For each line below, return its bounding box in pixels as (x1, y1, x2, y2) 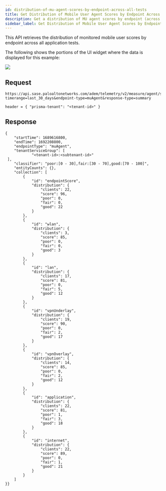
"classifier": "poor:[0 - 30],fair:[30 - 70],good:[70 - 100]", (14, 161, 149, 166)
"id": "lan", (31, 265, 58, 270)
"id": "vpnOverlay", (31, 352, 74, 357)
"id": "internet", (31, 438, 70, 443)
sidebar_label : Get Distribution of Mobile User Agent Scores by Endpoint (5, 21, 163, 26)
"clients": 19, (40, 317, 72, 322)
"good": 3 (40, 248, 61, 253)
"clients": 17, (40, 273, 72, 278)
